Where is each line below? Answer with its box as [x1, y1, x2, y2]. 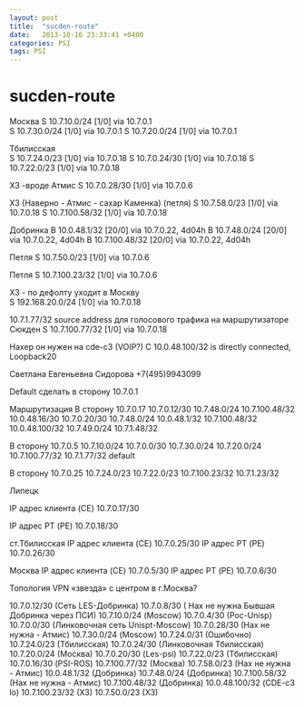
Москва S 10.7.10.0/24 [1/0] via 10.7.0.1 [9, 116, 152, 127]
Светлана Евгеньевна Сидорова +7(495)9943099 [9, 369, 201, 380]
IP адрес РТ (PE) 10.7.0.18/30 [9, 520, 119, 531]
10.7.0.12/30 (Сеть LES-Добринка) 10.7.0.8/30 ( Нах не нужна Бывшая [9, 600, 275, 612]
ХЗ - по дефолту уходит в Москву [9, 287, 141, 298]
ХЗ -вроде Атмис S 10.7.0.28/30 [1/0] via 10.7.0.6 [9, 180, 193, 191]
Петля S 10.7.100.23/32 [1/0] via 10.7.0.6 [9, 269, 158, 281]
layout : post [9, 13, 59, 23]
